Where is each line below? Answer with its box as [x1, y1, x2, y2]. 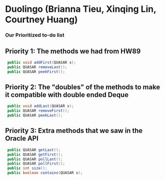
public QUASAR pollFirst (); [7, 161, 65, 166]
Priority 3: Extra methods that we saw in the [5, 127, 143, 135]
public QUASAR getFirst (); [7, 152, 63, 157]
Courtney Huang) [5, 14, 78, 25]
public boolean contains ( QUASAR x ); [7, 171, 83, 176]
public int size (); [7, 166, 48, 171]
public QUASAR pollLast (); [7, 157, 63, 162]
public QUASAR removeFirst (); [7, 108, 70, 113]
